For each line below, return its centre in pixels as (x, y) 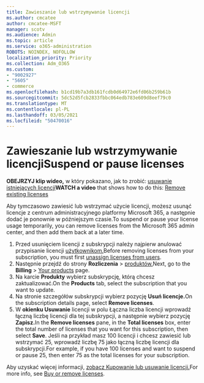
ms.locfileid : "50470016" (39, 120)
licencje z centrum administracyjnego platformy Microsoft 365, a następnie (101, 213)
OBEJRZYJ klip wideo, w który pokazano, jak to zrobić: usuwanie (89, 181)
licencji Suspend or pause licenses (96, 164)
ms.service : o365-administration (49, 47)
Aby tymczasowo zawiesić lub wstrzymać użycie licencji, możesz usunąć (99, 206)
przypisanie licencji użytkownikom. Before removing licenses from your (104, 251)
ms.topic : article (30, 41)
